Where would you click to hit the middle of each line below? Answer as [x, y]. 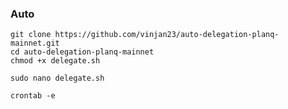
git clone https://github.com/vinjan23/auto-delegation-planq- [145, 35]
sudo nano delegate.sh [57, 78]
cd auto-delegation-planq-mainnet [82, 52]
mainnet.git [35, 43]
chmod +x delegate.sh [55, 61]
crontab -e [33, 96]
